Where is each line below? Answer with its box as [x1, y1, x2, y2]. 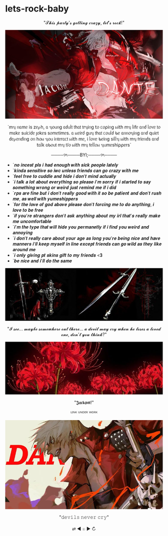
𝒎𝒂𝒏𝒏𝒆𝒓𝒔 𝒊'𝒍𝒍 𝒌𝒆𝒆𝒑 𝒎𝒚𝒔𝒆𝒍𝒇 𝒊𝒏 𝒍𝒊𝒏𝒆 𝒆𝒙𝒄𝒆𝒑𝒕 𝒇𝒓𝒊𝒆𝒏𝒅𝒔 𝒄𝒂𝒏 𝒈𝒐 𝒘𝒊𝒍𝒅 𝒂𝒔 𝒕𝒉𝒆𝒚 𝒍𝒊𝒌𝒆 [12, 241, 162, 247]
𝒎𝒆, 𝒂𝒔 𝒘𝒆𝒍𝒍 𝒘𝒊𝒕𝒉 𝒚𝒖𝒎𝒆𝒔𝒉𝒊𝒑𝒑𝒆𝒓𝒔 [12, 196, 78, 202]
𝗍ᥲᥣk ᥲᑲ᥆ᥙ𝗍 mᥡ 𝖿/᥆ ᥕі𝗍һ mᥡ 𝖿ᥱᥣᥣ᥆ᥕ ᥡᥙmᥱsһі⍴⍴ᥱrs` [36, 142, 131, 148]
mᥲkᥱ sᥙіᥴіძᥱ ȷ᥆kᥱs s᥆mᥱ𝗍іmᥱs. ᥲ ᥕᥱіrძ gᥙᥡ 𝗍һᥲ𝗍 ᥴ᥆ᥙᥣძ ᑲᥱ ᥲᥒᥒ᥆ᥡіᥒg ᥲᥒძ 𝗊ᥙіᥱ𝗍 [9, 130, 159, 136]
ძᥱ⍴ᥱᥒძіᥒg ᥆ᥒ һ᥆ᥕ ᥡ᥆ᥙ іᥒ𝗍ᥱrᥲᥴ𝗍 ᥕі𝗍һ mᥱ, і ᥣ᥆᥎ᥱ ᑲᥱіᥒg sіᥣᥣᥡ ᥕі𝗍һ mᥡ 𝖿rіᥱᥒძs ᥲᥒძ [9, 136, 159, 142]
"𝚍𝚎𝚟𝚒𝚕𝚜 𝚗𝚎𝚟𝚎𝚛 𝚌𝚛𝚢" [59, 514, 109, 520]
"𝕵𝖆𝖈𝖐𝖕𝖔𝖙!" [74, 400, 94, 406]
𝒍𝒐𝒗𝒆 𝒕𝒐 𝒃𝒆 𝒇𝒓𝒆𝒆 [12, 207, 43, 213]
